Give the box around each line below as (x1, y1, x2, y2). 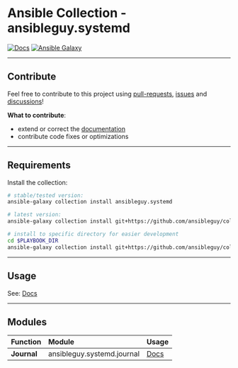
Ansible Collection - (7, 5, 127, 21)
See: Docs (7, 289, 38, 297)
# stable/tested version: (7, 191, 84, 199)
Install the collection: (7, 178, 68, 186)
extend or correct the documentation (17, 124, 126, 133)
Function (11, 337, 42, 347)
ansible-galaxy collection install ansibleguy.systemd (7, 199, 173, 206)
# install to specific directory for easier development (7, 230, 179, 238)
